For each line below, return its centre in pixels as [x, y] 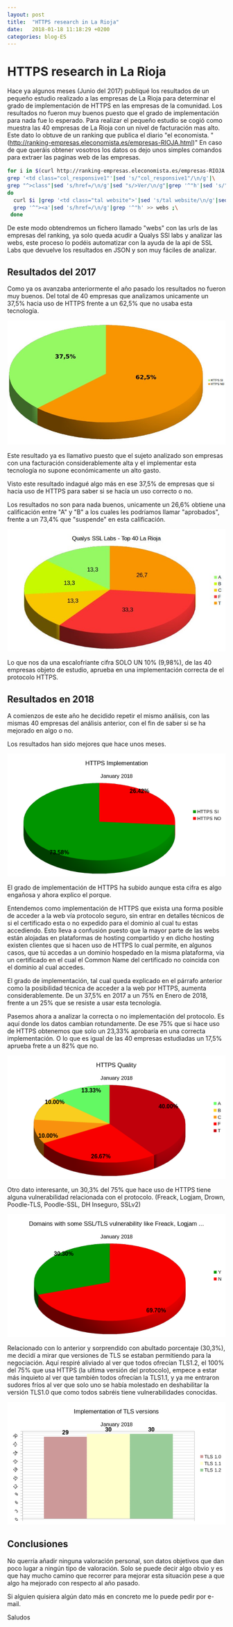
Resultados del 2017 [52, 272]
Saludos [19, 1617]
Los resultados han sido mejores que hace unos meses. [87, 744]
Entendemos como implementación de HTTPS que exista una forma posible [115, 908]
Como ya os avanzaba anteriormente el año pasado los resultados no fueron [116, 289]
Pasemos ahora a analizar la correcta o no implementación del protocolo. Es [116, 1016]
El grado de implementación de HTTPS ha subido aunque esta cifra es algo [114, 887]
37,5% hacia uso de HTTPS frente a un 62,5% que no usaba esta [100, 304]
